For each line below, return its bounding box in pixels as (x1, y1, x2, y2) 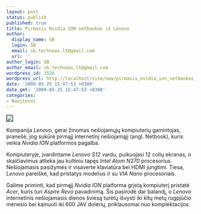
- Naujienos (6, 98, 36, 104)
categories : (6, 92, 36, 98)
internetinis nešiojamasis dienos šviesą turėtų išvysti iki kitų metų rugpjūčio (6, 194, 191, 201)
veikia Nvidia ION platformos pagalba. (6, 139, 100, 146)
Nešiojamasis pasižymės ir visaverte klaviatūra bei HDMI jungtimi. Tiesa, (6, 163, 184, 171)
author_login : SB (6, 59, 50, 65)
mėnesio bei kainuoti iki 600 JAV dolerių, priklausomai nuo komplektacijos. (6, 200, 190, 207)
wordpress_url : (6, 76, 44, 82)
